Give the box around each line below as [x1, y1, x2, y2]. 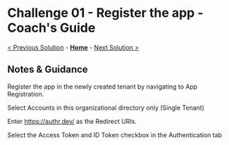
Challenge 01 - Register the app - [7, 5, 204, 21]
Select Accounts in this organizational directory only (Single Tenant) [7, 103, 204, 112]
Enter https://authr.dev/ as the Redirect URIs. [7, 117, 137, 125]
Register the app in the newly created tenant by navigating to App [7, 82, 198, 91]
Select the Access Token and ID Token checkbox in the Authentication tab [7, 130, 223, 139]
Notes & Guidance [7, 63, 88, 75]
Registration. [7, 89, 44, 98]
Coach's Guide [7, 20, 96, 36]
